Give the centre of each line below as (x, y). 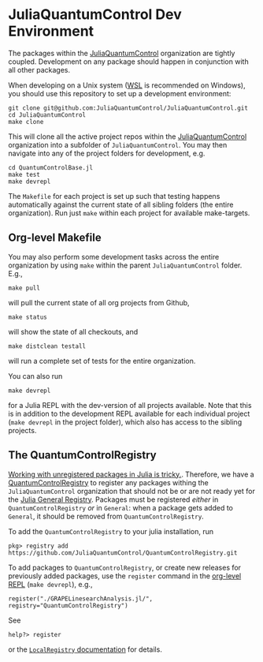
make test (24, 174)
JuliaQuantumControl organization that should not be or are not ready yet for (132, 491)
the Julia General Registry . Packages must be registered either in (113, 499)
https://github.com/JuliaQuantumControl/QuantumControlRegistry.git (123, 553)
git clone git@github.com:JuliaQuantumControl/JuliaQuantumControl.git (128, 108)
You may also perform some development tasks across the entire (114, 256)
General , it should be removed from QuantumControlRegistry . (106, 516)
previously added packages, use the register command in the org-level (125, 576)
